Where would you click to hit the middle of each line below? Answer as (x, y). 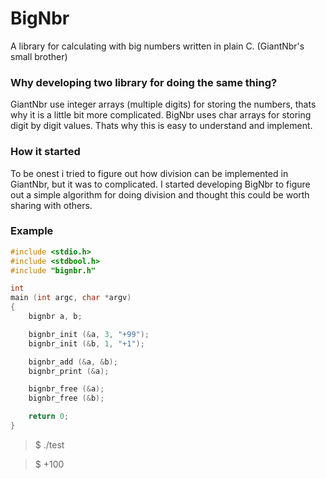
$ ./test (49, 444)
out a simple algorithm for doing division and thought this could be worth (160, 194)
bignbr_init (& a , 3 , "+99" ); (89, 334)
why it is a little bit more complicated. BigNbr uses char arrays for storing (161, 115)
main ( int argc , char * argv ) (71, 298)
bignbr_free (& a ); (66, 389)
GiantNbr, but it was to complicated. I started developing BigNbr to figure (160, 184)
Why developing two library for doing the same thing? (144, 82)
